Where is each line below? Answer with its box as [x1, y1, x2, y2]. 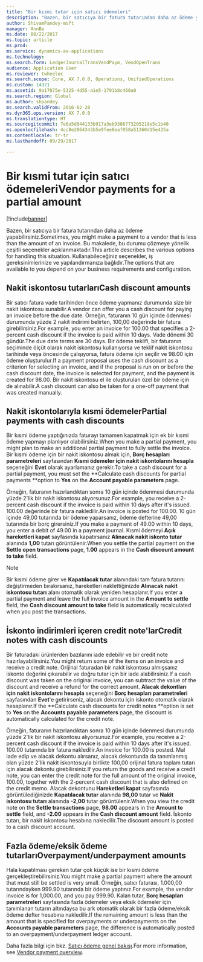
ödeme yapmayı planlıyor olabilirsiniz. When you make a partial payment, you [6, 438, 197, 445]
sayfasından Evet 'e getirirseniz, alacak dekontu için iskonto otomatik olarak [6, 696, 194, 703]
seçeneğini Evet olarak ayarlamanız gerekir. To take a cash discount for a [6, 463, 187, 471]
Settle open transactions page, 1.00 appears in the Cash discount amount [6, 546, 195, 554]
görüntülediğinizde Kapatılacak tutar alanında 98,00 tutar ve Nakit [6, 791, 174, 798]
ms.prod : [6, 43, 28, 49]
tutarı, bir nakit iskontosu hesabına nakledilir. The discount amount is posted [6, 817, 195, 824]
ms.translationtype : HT [6, 115, 66, 121]
